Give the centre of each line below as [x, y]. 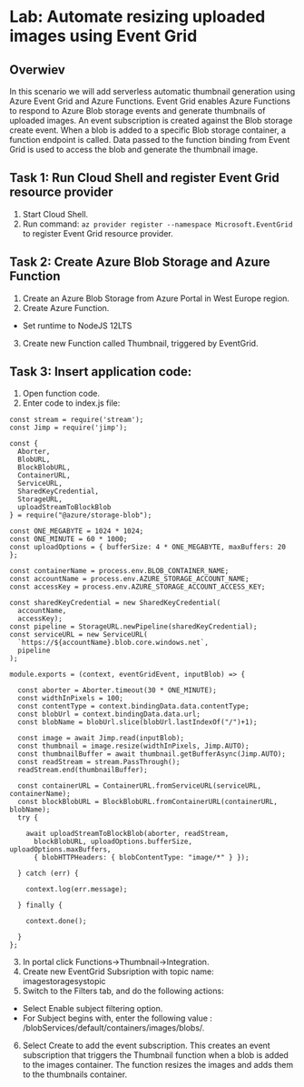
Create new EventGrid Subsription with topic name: [118, 971]
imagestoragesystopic [64, 981]
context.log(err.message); [77, 890]
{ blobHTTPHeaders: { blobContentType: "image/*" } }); [141, 858]
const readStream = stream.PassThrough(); [99, 762]
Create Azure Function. [66, 307]
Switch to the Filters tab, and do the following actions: [123, 991]
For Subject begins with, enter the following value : [118, 1018]
